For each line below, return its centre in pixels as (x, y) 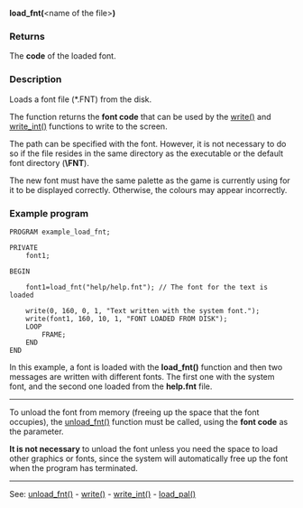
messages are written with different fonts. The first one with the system (142, 376)
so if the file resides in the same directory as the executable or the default (147, 153)
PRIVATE (24, 247)
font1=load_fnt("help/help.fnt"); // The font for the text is (147, 287)
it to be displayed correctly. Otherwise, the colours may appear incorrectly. (148, 189)
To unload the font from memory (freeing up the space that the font (134, 412)
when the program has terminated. (73, 467)
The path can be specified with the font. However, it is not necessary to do (148, 143)
